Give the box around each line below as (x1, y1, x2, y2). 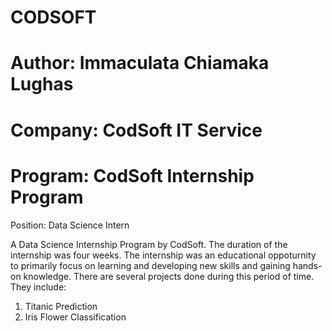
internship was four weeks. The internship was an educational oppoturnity (10, 249, 317, 261)
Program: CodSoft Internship (10, 164, 255, 187)
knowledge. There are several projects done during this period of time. (23, 270, 315, 282)
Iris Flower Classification (24, 311, 127, 323)
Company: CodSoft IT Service (10, 119, 263, 141)
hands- (292, 259, 323, 271)
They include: (10, 281, 67, 293)
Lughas (10, 73, 74, 96)
